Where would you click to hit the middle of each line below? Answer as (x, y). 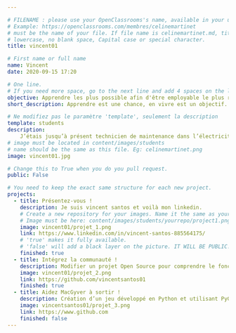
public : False (28, 175)
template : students (36, 124)
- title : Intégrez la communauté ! (66, 260)
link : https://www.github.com (64, 312)
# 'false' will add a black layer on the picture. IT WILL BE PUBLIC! (125, 247)
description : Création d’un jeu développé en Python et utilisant (119, 299)
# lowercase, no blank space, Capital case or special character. (106, 39)
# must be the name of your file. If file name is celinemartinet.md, (113, 33)
